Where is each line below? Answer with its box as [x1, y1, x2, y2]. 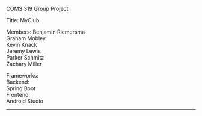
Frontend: [6, 91, 31, 98]
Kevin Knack [6, 41, 37, 48]
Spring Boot [6, 85, 36, 92]
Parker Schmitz [6, 54, 44, 61]
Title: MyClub [6, 17, 40, 23]
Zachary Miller [6, 60, 42, 67]
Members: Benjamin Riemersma [6, 28, 85, 35]
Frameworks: [6, 72, 39, 79]
